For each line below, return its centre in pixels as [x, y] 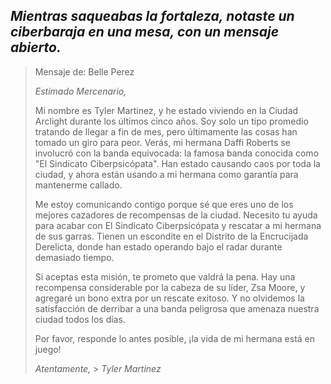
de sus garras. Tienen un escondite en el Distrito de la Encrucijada [171, 236]
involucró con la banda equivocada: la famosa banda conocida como [177, 153]
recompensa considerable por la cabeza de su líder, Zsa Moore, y [170, 287]
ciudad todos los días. [80, 319]
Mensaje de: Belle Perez [84, 71]
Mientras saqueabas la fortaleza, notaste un [152, 16]
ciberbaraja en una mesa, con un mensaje [145, 32]
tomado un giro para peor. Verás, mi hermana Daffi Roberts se [162, 142]
